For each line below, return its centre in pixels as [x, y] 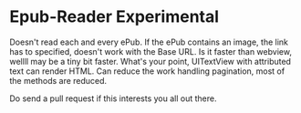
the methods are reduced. [58, 80]
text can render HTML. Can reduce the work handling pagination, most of [147, 71]
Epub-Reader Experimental [114, 17]
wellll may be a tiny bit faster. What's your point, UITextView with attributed [150, 61]
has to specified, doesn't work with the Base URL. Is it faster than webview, [150, 51]
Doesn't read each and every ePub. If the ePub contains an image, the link [149, 42]
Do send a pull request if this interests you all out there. [113, 98]
